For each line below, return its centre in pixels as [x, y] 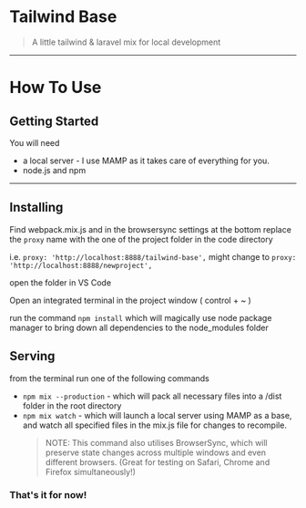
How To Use [56, 88]
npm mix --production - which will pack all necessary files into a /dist [152, 396]
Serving [32, 356]
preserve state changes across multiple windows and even [156, 452]
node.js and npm [54, 170]
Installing [36, 207]
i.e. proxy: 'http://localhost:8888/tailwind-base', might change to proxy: [153, 256]
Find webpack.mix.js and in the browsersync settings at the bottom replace [150, 229]
